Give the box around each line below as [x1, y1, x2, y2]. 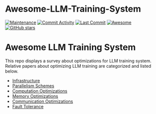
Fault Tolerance [12, 103, 44, 109]
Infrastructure [12, 77, 40, 83]
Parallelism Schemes [12, 83, 55, 89]
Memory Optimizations [12, 93, 59, 99]
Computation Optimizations [12, 88, 67, 94]
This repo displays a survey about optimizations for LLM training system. [5, 57, 152, 64]
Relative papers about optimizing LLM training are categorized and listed [5, 63, 152, 69]
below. [5, 68, 19, 74]
